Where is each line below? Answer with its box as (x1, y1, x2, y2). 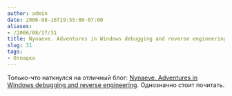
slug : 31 (7, 42, 32, 49)
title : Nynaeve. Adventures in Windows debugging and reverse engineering (7, 36, 227, 43)
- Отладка (7, 55, 36, 62)
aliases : (7, 23, 32, 29)
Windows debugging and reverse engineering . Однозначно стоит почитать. (7, 80, 225, 89)
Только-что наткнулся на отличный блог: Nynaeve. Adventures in (7, 73, 198, 82)
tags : (7, 49, 23, 56)
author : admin (7, 10, 48, 17)
